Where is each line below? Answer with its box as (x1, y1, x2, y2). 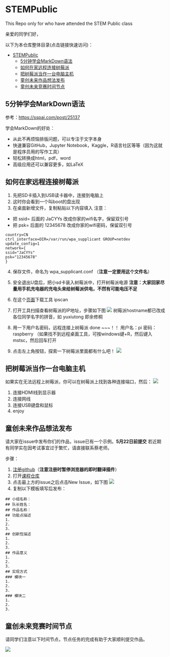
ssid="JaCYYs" (5, 250, 36, 255)
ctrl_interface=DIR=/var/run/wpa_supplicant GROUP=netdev (5, 237, 130, 242)
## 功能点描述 (5, 513, 31, 518)
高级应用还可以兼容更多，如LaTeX (12, 161, 84, 167)
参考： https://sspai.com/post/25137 (5, 114, 80, 120)
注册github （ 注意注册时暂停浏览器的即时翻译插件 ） (12, 467, 120, 473)
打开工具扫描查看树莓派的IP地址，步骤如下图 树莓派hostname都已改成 (12, 307, 165, 313)
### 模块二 (5, 593, 26, 598)
